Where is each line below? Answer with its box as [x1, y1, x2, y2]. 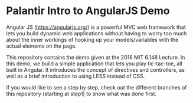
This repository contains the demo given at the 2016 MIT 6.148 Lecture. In [6, 54, 185, 61]
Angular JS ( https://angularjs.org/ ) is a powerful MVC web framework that [6, 24, 186, 31]
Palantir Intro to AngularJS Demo [6, 4, 170, 18]
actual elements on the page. [6, 42, 77, 49]
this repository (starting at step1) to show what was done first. [6, 90, 157, 97]
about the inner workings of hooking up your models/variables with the [6, 36, 179, 43]
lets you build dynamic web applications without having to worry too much [6, 29, 187, 36]
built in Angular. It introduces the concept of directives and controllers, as [6, 66, 185, 73]
